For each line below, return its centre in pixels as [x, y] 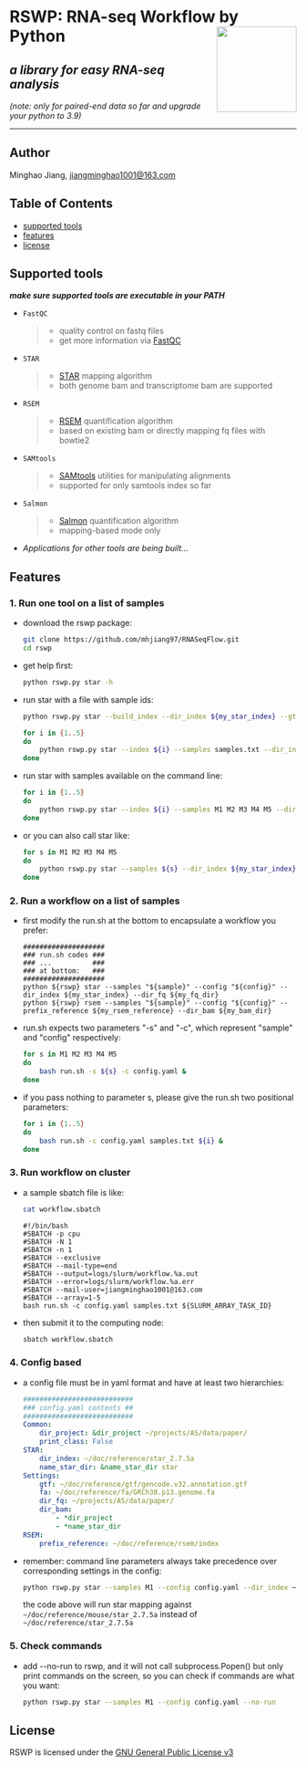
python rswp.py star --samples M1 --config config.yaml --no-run [149, 1702]
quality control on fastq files [111, 331]
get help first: [48, 665]
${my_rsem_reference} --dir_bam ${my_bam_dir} [182, 1011]
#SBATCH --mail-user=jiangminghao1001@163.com [112, 1290]
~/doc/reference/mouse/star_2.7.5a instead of [110, 1614]
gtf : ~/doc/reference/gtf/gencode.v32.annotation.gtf [143, 1484]
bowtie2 [74, 441]
